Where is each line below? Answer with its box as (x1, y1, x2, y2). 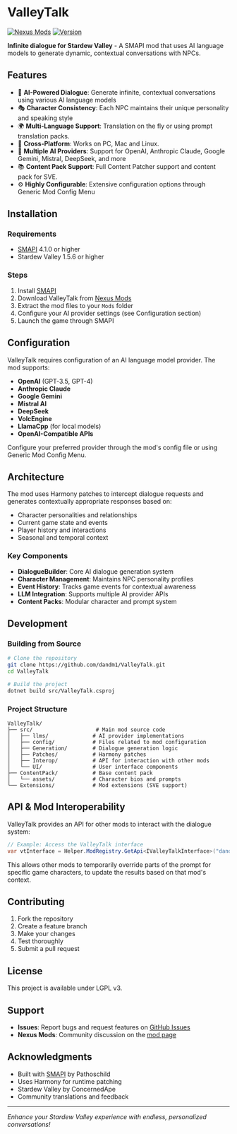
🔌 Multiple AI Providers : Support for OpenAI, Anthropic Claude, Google (17, 146, 226, 155)
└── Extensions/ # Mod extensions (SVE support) (7, 782, 188, 789)
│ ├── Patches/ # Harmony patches (7, 751, 147, 758)
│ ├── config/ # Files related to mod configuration (7, 739, 207, 746)
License (7, 965, 43, 977)
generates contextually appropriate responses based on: (7, 497, 172, 506)
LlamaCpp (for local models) (17, 422, 102, 430)
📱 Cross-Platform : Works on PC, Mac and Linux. (17, 139, 159, 148)
